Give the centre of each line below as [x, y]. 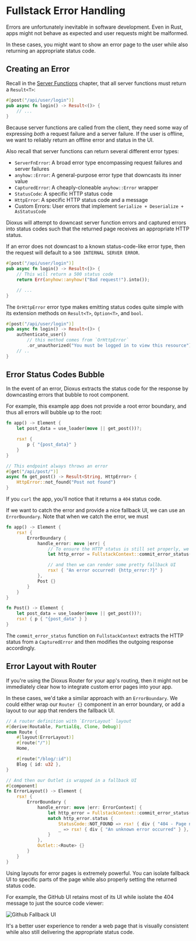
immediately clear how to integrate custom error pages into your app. [90, 687]
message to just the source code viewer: [55, 903]
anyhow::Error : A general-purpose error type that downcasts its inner [98, 175]
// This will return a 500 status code [65, 274]
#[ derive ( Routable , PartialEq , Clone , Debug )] [64, 726]
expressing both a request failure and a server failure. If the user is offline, [95, 134]
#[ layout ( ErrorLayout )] [45, 737]
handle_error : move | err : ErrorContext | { [90, 808]
